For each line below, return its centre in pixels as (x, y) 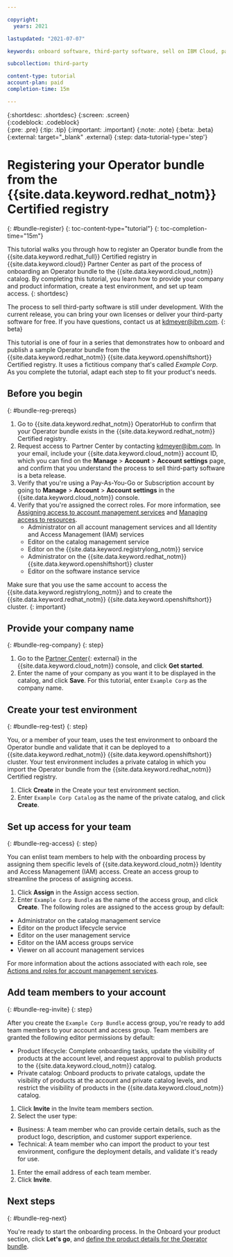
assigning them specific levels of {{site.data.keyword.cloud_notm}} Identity (114, 864)
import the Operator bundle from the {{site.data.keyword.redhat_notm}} (109, 770)
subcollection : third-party (48, 64)
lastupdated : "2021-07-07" (46, 39)
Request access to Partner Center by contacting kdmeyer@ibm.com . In (119, 446)
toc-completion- (184, 228)
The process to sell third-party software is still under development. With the (115, 306)
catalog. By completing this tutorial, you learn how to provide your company (115, 279)
